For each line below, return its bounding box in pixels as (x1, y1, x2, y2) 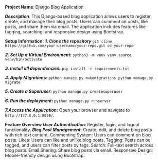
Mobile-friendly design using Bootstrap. (5, 152, 85, 158)
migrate (5, 80, 21, 85)
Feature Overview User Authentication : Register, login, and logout (5, 122, 140, 127)
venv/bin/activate (5, 57, 42, 62)
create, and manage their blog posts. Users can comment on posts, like (5, 19, 148, 24)
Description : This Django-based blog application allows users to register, (5, 14, 152, 19)
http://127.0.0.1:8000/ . (5, 112, 54, 118)
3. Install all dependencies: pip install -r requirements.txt (5, 65, 130, 71)
